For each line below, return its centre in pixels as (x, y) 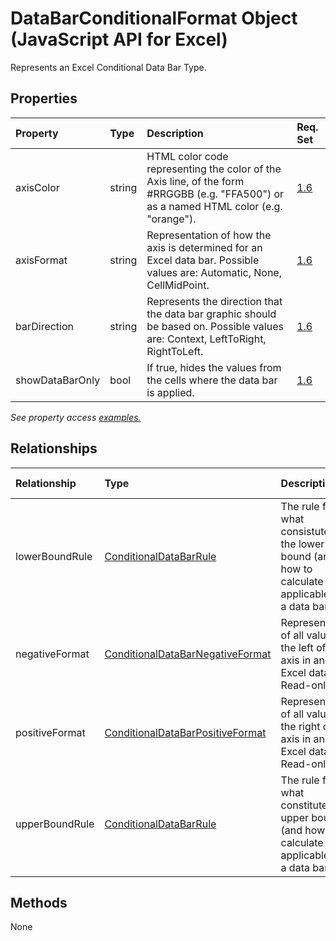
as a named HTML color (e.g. (214, 206)
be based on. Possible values (215, 326)
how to (296, 569)
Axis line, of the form (195, 181)
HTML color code (187, 156)
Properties (44, 98)
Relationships (54, 448)
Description (175, 133)
